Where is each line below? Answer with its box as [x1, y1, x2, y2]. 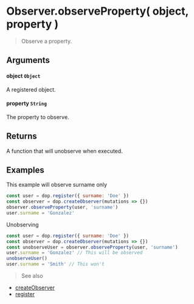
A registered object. [6, 85, 56, 93]
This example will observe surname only [6, 181, 108, 189]
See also [21, 272, 44, 280]
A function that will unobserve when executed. [6, 147, 123, 154]
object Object [6, 72, 41, 79]
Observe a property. [21, 37, 72, 45]
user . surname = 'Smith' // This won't [6, 261, 105, 267]
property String [6, 100, 47, 107]
